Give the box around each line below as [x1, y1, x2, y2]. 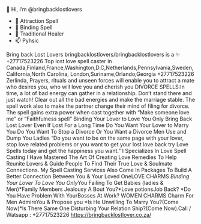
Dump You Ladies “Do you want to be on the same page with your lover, [6, 134, 184, 142]
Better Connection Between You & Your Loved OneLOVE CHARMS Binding [6, 173, 190, 180]
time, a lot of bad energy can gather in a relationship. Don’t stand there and [6, 90, 192, 96]
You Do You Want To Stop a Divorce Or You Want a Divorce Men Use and [6, 128, 187, 135]
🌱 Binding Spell [14, 24, 53, 31]
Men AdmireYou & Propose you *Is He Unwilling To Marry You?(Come [6, 199, 179, 205]
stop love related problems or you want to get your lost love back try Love [6, 141, 189, 148]
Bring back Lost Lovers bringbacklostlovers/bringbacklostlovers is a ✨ [6, 51, 180, 58]
